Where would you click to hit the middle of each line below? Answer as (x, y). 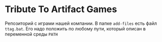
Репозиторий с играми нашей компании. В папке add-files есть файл (81, 23)
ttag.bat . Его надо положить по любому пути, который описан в (75, 28)
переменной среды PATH (31, 34)
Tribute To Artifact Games (61, 9)
